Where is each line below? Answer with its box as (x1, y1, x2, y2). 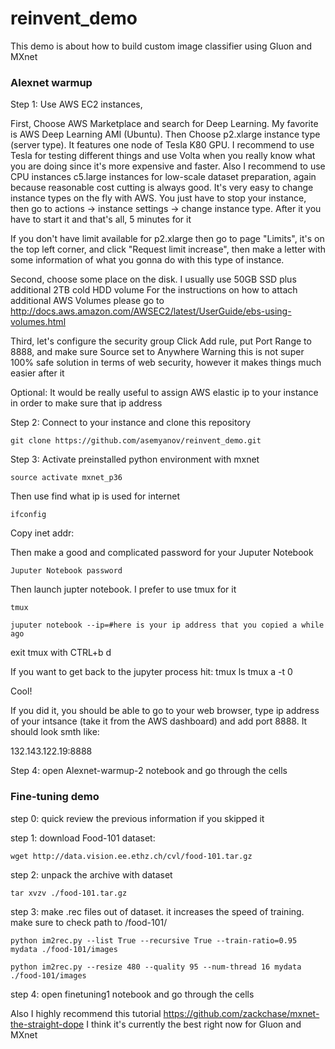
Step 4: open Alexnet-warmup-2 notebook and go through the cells (10, 765, 288, 777)
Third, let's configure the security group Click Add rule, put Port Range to (10, 335, 312, 347)
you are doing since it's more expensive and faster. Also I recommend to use (10, 160, 326, 172)
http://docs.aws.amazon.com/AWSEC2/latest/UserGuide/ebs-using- (10, 305, 292, 317)
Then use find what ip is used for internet (10, 490, 181, 502)
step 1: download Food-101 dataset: (10, 832, 156, 844)
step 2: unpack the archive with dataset (10, 868, 173, 881)
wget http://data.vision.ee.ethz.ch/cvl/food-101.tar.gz (10, 851, 253, 861)
